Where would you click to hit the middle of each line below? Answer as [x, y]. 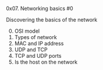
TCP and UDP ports [38, 56]
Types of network [35, 37]
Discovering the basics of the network [52, 20]
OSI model [27, 31]
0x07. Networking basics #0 [40, 8]
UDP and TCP [31, 50]
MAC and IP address [39, 43]
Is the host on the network [46, 62]
